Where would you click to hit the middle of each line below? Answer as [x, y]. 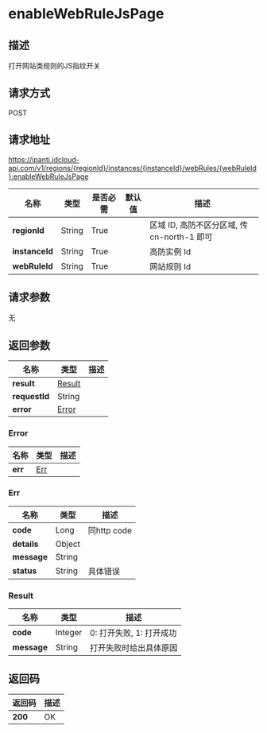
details [25, 544]
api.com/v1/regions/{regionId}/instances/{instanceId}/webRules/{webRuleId [132, 168]
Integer [69, 633]
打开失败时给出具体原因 [134, 648]
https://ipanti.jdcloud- [44, 159]
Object [68, 544]
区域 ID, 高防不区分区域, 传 [199, 225]
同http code [110, 530]
